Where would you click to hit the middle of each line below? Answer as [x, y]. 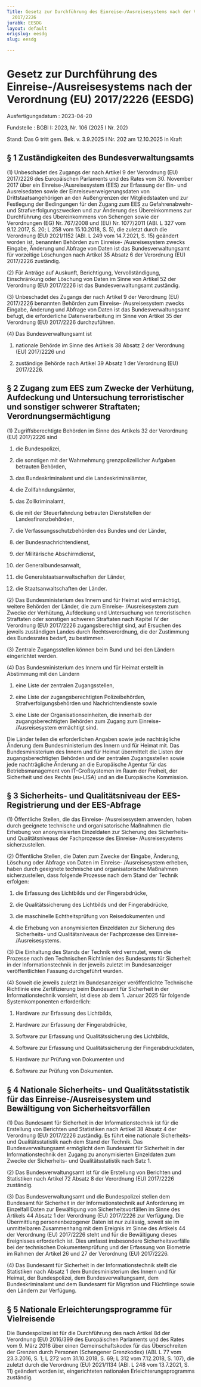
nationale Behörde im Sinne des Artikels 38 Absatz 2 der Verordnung [100, 345]
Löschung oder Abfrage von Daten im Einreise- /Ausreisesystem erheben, [98, 863]
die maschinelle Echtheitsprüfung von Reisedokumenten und [90, 916]
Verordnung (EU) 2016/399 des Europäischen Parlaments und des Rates [95, 1339]
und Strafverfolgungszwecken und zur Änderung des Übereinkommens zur [99, 210]
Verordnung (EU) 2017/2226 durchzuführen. [61, 322]
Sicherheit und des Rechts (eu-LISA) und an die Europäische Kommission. [98, 777]
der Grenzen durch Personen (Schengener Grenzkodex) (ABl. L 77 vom [94, 1352]
